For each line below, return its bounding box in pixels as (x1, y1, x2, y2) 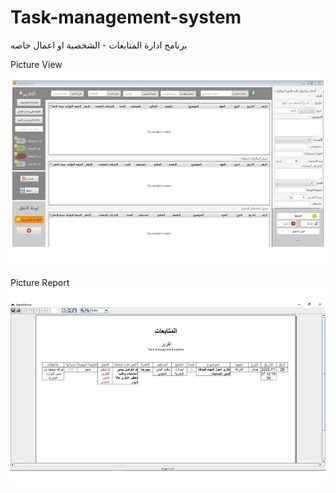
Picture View (10, 58, 63, 70)
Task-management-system (10, 6, 242, 29)
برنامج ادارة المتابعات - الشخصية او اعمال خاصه (10, 39, 188, 51)
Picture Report (10, 276, 70, 288)
